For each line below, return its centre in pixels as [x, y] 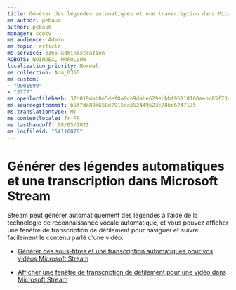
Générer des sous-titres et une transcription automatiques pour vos [115, 251]
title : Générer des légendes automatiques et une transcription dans [111, 14]
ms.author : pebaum [34, 20]
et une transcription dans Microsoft [113, 181]
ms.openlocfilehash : [38, 99]
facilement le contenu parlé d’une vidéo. [66, 238]
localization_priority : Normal [53, 66]
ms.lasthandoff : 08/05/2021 [48, 125]
